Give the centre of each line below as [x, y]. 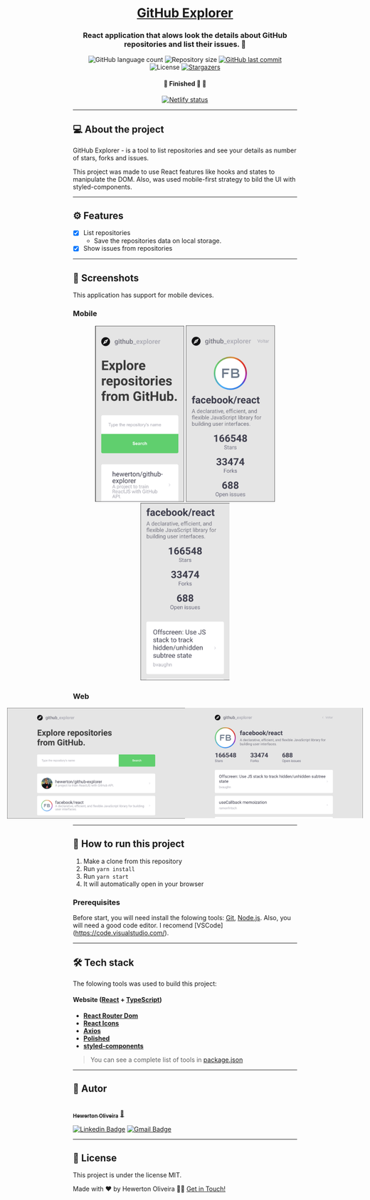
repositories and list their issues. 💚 [185, 44]
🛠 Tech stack [104, 963]
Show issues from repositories [128, 249]
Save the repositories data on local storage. [158, 241]
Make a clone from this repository [133, 861]
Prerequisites [96, 902]
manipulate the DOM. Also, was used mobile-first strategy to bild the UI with [184, 179]
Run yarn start [106, 876]
